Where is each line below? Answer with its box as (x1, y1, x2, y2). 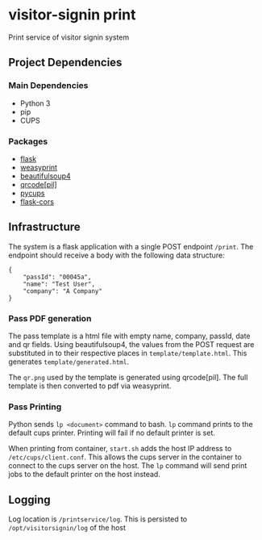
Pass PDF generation (8, 312, 92, 324)
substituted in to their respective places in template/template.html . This (8, 349, 247, 358)
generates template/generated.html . (8, 357, 129, 366)
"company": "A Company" (23, 287, 103, 295)
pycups (19, 188, 45, 198)
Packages (8, 136, 48, 147)
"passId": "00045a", (23, 273, 92, 281)
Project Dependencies (8, 56, 123, 69)
